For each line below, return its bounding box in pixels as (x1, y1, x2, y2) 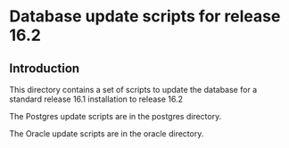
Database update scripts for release (9, 6, 281, 27)
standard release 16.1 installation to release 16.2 (9, 94, 184, 104)
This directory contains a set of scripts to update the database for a (9, 85, 258, 95)
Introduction (9, 61, 80, 76)
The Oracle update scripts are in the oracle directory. (9, 128, 204, 139)
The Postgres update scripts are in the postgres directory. (9, 111, 222, 121)
